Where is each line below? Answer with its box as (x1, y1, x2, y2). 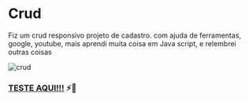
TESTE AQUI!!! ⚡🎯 (8, 82, 77, 93)
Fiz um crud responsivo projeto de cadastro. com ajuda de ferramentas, (8, 31, 242, 40)
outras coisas (8, 47, 53, 56)
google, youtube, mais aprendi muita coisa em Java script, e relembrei (8, 38, 236, 48)
